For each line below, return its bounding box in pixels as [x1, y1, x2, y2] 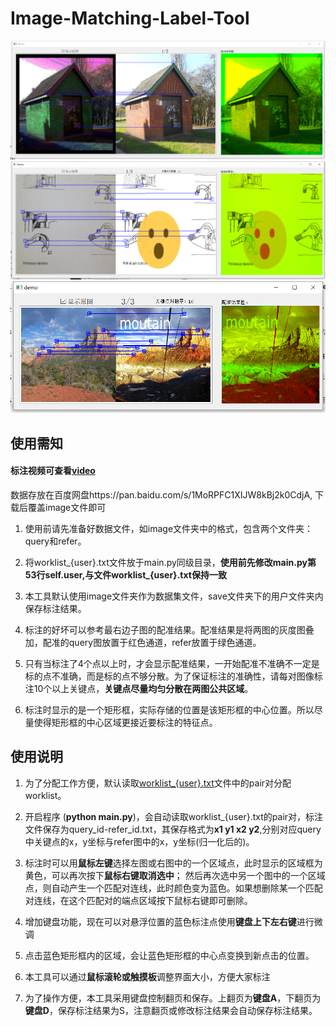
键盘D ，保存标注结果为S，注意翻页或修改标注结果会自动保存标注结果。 [24, 1004, 318, 1016]
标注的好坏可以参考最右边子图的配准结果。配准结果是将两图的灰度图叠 [24, 623, 315, 636]
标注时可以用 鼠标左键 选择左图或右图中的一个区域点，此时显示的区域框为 [24, 857, 323, 869]
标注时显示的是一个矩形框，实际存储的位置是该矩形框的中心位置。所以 [24, 703, 315, 716]
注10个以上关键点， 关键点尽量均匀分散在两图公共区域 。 [24, 682, 254, 694]
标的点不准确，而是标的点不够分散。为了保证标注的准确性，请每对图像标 [24, 670, 323, 682]
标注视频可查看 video [10, 465, 96, 477]
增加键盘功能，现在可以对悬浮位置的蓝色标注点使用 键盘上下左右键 [24, 915, 297, 927]
